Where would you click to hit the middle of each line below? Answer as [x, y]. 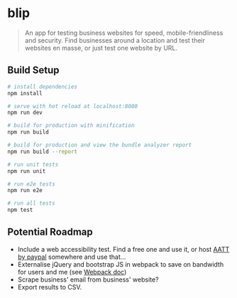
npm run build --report [43, 151]
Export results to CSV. [50, 287]
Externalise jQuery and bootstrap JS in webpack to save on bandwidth [121, 264]
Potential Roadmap [50, 232]
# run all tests [31, 203]
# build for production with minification [71, 126]
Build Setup [33, 70]
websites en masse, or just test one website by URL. [101, 48]
